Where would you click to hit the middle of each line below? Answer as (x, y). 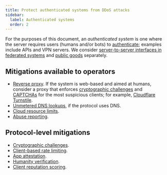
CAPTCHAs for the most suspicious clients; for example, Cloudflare (84, 95)
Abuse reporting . (31, 116)
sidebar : (15, 15)
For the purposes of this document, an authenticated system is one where (84, 39)
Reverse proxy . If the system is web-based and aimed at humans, (82, 84)
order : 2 (19, 24)
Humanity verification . (36, 161)
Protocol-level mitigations (48, 133)
